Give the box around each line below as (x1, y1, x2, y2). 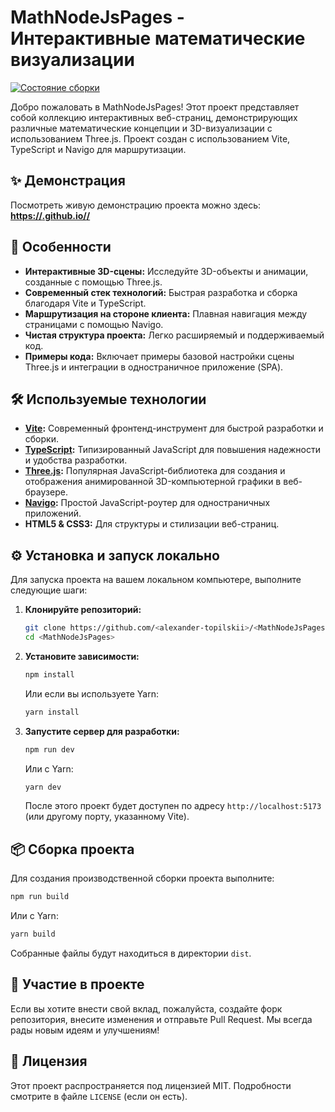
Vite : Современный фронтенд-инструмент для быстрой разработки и (24, 422, 324, 435)
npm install (24, 669, 75, 680)
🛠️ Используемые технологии (10, 391, 207, 408)
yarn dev (24, 782, 62, 792)
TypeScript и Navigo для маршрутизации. (10, 143, 187, 155)
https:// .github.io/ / (10, 209, 91, 221)
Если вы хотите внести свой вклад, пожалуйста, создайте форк (10, 1002, 283, 1015)
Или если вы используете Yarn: (24, 687, 159, 700)
